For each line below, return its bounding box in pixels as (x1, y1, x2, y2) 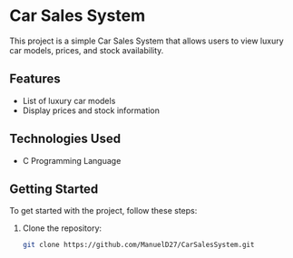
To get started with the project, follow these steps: (9, 205, 198, 216)
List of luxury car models (22, 95, 116, 106)
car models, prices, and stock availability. (9, 44, 164, 55)
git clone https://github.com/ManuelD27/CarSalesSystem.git (22, 241, 255, 250)
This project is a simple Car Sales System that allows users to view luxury (9, 35, 284, 46)
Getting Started (9, 181, 99, 196)
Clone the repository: (22, 223, 103, 234)
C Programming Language (22, 155, 122, 166)
